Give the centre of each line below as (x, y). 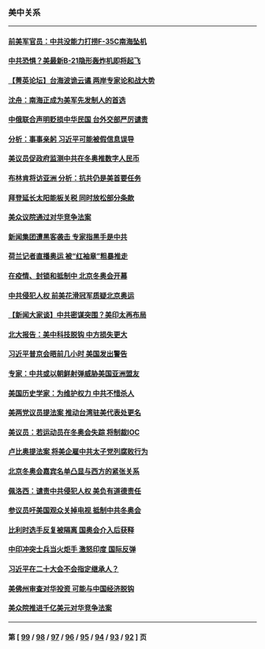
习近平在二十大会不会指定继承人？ (63, 568)
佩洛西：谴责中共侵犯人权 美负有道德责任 (75, 490)
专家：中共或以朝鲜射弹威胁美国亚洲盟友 (74, 373)
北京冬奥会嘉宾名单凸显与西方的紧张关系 (74, 471)
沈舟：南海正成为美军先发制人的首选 (67, 99)
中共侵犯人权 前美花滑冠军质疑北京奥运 (71, 295)
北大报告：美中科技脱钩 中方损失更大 (68, 334)
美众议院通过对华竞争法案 (50, 217)
